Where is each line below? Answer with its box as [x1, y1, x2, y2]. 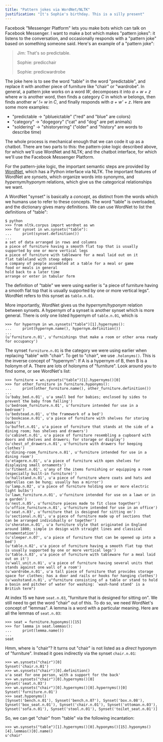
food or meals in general [5, 265, 57, 270]
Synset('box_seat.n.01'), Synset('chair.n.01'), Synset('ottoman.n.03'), [5, 702, 158, 707]
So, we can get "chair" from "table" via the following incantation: [5, 715, 135, 721]
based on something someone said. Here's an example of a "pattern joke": [5, 40, 155, 46]
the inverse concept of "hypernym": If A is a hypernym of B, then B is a [5, 358, 147, 363]
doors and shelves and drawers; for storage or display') [5, 437, 125, 442]
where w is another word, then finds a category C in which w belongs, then [5, 93, 156, 100]
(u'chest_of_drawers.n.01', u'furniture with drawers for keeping [5, 441, 143, 446]
